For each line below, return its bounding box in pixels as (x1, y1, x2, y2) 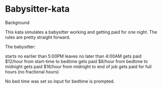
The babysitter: (5, 44, 36, 49)
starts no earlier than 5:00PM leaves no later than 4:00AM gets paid (5, 53, 142, 59)
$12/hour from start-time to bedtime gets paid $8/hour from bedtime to (5, 58, 148, 64)
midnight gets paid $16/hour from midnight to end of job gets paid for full (5, 64, 152, 69)
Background (5, 20, 30, 25)
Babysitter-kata (5, 3, 70, 15)
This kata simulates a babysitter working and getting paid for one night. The (5, 29, 158, 35)
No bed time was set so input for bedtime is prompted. (5, 78, 115, 84)
